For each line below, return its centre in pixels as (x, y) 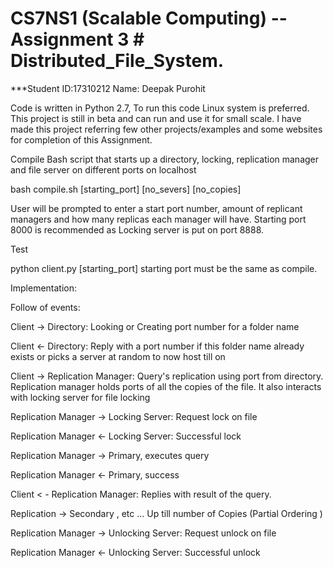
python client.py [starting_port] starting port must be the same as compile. (164, 268)
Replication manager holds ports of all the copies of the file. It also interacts (166, 386)
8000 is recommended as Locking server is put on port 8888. (137, 229)
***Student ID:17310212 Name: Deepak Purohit (108, 88)
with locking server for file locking (80, 397)
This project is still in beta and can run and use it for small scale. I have (156, 118)
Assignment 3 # (77, 39)
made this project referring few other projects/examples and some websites (166, 129)
